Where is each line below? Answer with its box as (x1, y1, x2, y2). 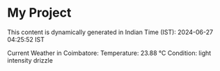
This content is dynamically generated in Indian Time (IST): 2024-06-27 (7, 28, 214, 36)
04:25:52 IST (7, 35, 45, 43)
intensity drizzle (7, 56, 54, 64)
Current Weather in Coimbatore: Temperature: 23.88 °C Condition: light (7, 49, 212, 57)
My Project (7, 5, 72, 21)
